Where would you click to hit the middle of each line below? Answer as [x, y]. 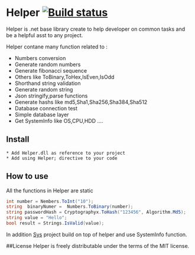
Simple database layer [42, 115]
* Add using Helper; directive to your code [62, 158]
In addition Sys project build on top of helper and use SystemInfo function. [97, 234]
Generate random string [44, 89]
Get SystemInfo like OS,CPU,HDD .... [59, 120]
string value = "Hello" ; [37, 218]
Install [18, 140]
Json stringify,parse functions [51, 96]
